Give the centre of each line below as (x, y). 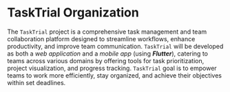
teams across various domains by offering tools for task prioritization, (106, 60)
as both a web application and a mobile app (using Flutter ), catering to (108, 54)
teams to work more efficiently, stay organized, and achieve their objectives (115, 75)
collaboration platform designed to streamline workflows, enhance (101, 38)
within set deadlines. (36, 82)
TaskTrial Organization (73, 13)
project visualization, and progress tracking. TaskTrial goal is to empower (112, 68)
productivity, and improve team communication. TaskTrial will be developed (115, 46)
